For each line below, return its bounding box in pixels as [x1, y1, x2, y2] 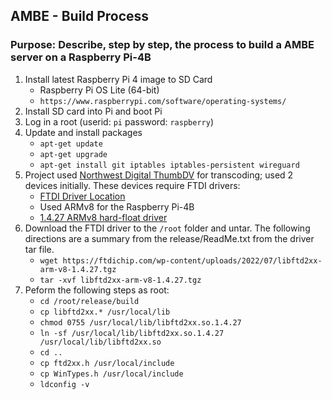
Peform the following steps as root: [24, 284, 170, 296]
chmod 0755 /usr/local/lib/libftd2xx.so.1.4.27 [39, 317, 242, 328]
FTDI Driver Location [39, 190, 126, 202]
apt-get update [39, 139, 103, 149]
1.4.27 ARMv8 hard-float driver [39, 211, 168, 223]
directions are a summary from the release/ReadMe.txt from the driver [24, 232, 315, 244]
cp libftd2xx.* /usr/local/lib [39, 307, 171, 317]
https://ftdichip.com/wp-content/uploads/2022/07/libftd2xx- [62, 255, 323, 266]
